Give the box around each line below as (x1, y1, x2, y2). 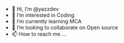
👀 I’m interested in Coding (11, 12, 75, 19)
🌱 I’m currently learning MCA (11, 18, 82, 24)
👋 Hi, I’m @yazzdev (11, 6, 59, 12)
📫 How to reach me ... (11, 31, 66, 37)
